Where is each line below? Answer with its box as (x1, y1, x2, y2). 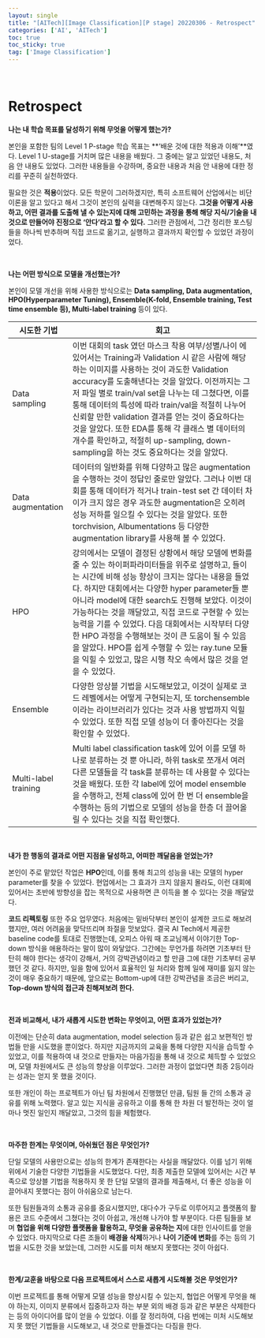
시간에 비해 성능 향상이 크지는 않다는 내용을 (81, 571, 233, 582)
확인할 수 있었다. (72, 728, 130, 739)
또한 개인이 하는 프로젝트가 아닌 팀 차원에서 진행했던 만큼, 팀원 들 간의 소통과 (8, 1088, 244, 1097)
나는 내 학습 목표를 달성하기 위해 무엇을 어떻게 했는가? (8, 124, 172, 134)
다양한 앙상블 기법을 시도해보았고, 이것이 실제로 (72, 680, 238, 691)
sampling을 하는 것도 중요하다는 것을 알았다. (72, 447, 229, 458)
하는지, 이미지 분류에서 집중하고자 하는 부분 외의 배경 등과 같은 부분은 (16, 1301, 229, 1310)
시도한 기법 (19, 324, 58, 335)
